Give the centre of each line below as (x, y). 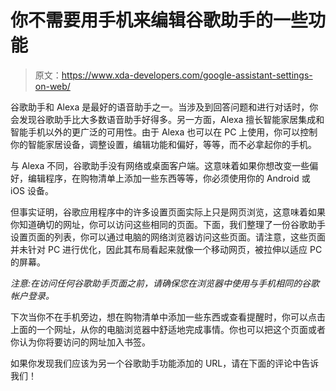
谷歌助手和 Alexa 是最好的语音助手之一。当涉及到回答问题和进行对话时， (160, 107)
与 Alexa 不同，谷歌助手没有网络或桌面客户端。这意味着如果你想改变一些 (160, 165)
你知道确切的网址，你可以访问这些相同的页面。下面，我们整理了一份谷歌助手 (168, 224)
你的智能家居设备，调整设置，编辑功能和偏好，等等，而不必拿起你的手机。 (163, 144)
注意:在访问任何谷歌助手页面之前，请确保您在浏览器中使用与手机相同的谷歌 (165, 283)
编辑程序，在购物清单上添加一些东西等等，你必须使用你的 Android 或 (169, 178)
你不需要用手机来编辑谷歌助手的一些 (159, 20)
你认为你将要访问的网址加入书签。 (80, 342)
